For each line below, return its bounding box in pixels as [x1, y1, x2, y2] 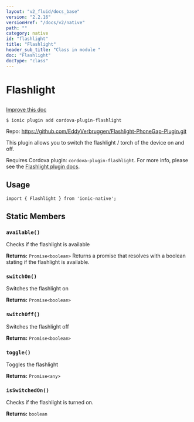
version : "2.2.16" [6, 14, 51, 20]
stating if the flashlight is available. [6, 259, 90, 266]
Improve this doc [6, 106, 47, 113]
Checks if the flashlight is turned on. [6, 399, 94, 406]
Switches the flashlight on [6, 285, 69, 292]
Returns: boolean [6, 410, 48, 417]
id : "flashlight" [6, 36, 49, 42]
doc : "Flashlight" [6, 52, 51, 58]
